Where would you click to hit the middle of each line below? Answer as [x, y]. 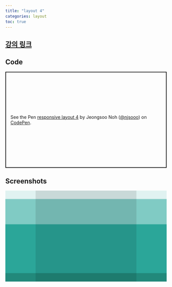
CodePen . [21, 122]
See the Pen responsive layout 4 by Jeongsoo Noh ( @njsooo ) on [79, 117]
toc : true [16, 22]
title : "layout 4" [25, 11]
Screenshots [26, 181]
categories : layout [26, 16]
